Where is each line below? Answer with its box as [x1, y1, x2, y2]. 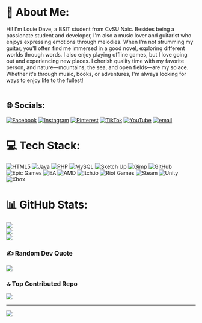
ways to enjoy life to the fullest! [6, 77, 84, 84]
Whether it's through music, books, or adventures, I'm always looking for [6, 70, 186, 77]
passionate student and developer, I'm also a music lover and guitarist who [6, 31, 192, 39]
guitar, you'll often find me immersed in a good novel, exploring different [6, 45, 185, 52]
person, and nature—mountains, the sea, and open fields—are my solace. [6, 63, 189, 71]
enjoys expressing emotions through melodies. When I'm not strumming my [6, 38, 194, 45]
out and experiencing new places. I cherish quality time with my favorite [6, 57, 185, 64]
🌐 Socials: [6, 101, 46, 111]
